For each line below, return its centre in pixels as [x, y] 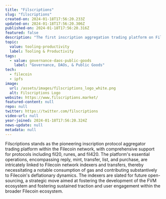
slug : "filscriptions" [28, 14]
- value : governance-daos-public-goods [51, 61]
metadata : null [21, 130]
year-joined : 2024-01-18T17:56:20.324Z [46, 120]
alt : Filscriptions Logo [35, 93]
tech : [11, 70]
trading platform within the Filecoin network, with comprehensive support [80, 149]
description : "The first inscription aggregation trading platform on [79, 38]
